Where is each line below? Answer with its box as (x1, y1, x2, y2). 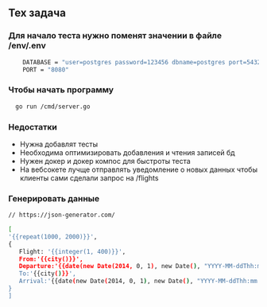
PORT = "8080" (22, 65, 69, 74)
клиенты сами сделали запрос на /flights (19, 173, 159, 182)
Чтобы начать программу (8, 84, 114, 95)
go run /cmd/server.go (15, 103, 91, 111)
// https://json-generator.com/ (8, 211, 115, 220)
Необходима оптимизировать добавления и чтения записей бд (19, 147, 236, 157)
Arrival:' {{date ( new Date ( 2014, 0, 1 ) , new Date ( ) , (18, 278, 194, 286)
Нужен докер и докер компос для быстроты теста (19, 156, 191, 165)
